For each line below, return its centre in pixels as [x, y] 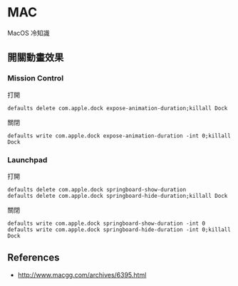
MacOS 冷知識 [29, 33]
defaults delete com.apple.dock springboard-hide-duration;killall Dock [118, 196]
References [33, 258]
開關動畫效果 [36, 58]
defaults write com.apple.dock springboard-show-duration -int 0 [106, 223]
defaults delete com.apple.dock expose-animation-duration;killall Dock [118, 108]
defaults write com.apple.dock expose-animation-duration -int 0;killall [119, 136]
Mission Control [36, 78]
